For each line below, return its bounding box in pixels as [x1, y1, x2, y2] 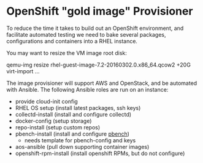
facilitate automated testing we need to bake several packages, [6, 31, 167, 38]
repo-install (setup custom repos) [15, 123, 101, 131]
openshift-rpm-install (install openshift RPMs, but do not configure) [15, 150, 185, 157]
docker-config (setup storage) [15, 117, 92, 125]
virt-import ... [6, 67, 40, 74]
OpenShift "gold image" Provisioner [6, 4, 193, 18]
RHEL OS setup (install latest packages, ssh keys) [15, 104, 141, 111]
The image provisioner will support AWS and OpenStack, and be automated [6, 79, 197, 87]
